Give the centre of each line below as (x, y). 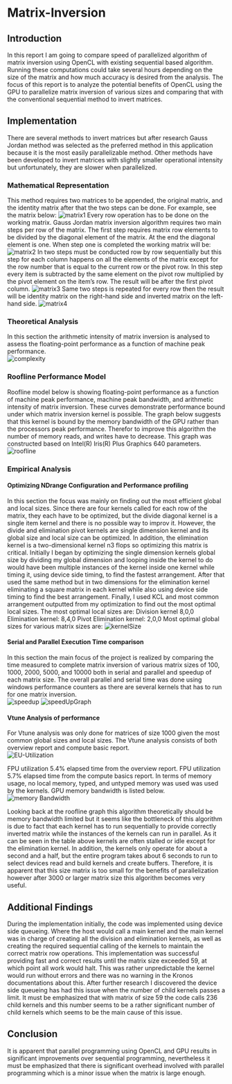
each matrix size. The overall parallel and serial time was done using (105, 680)
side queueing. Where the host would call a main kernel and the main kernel (115, 931)
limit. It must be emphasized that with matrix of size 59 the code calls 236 (113, 998)
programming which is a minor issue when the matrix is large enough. (107, 1073)
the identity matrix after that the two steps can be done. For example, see (112, 208)
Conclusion (33, 1034)
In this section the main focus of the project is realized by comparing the (110, 658)
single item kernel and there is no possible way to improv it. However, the (111, 523)
